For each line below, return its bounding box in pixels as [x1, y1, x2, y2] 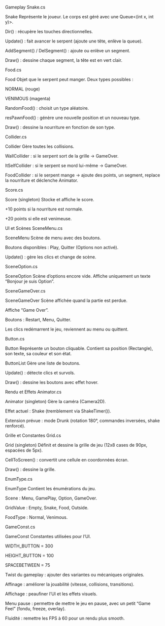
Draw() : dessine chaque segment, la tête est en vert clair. [5, 57, 123, 63]
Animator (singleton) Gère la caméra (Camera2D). [5, 399, 106, 404]
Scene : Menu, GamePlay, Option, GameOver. [5, 495, 98, 501]
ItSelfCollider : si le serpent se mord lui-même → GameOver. [5, 163, 128, 168]
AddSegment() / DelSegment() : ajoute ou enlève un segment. [5, 48, 131, 53]
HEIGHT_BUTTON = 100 [5, 553, 54, 558]
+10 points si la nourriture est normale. [5, 206, 84, 212]
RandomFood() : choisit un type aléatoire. [5, 105, 89, 111]
